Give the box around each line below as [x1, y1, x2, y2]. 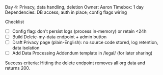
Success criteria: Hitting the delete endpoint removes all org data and [5, 60, 146, 66]
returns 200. [5, 65, 30, 71]
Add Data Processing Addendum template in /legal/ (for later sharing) [12, 50, 153, 56]
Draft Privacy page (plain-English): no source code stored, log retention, [12, 39, 159, 46]
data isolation [12, 45, 40, 51]
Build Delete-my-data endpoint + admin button [12, 34, 107, 40]
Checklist [5, 19, 25, 25]
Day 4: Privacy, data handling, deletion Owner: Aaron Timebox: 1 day [5, 4, 144, 10]
